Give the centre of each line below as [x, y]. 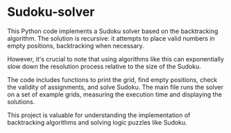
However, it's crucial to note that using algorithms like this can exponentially [115, 59]
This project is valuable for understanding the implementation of [99, 115]
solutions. [21, 101]
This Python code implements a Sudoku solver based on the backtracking [113, 31]
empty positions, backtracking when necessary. [76, 45]
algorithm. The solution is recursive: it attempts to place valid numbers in [111, 38]
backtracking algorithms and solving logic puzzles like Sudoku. [97, 122]
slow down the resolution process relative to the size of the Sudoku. [104, 66]
